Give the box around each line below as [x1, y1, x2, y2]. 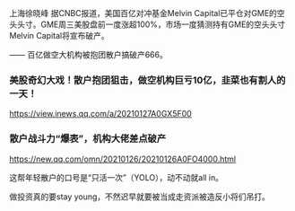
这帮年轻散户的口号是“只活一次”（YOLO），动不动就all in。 [9, 171, 224, 182]
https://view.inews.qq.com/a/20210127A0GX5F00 [9, 109, 193, 119]
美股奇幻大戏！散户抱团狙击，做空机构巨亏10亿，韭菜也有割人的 [9, 74, 286, 86]
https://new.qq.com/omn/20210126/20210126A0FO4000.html [9, 154, 236, 164]
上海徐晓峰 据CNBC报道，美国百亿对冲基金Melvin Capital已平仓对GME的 [9, 8, 278, 18]
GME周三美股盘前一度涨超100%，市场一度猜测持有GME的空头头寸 [39, 19, 286, 30]
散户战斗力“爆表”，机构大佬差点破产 [9, 133, 167, 145]
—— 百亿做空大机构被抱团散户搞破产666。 [9, 49, 168, 60]
